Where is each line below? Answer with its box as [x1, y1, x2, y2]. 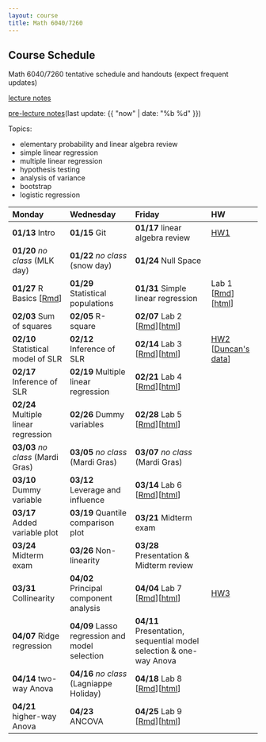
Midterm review [135, 560, 194, 571]
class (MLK [12, 255, 55, 266]
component [70, 593, 113, 604]
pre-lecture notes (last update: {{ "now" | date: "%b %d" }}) [8, 109, 202, 118]
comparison [70, 517, 115, 528]
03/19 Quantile [70, 508, 127, 519]
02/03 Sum [12, 311, 55, 322]
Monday [12, 209, 44, 220]
